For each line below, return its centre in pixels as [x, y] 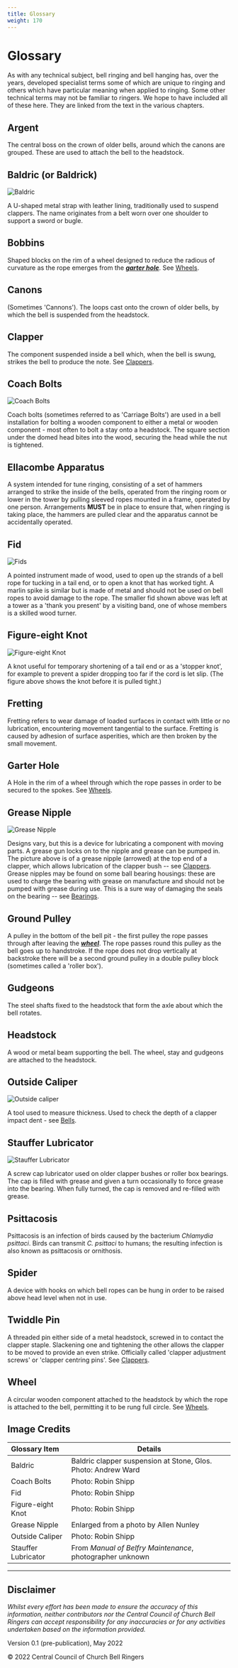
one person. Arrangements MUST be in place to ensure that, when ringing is [119, 507]
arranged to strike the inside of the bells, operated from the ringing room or [117, 492]
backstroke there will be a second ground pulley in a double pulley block [113, 958]
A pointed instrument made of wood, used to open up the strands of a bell [115, 575]
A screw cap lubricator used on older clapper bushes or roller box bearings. [118, 1174]
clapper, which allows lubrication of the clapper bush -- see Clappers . [109, 866]
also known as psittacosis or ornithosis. [65, 1251]
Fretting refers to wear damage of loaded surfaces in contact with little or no [119, 721]
